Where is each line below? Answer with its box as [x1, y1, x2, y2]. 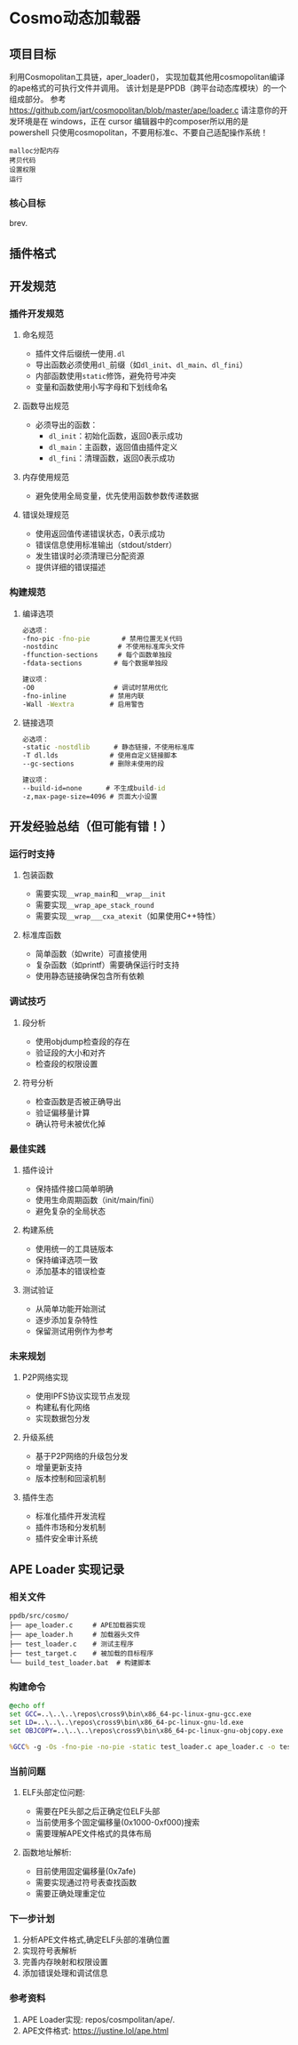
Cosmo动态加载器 [9, 8, 141, 28]
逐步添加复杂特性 [35, 1314, 98, 1325]
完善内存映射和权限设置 [21, 1957, 108, 1968]
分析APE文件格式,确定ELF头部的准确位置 [21, 1935, 170, 1945]
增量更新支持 [35, 1462, 82, 1472]
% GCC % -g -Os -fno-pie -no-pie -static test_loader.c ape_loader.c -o [9, 1742, 276, 1752]
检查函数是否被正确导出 [35, 1095, 122, 1107]
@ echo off [9, 1702, 46, 1711]
